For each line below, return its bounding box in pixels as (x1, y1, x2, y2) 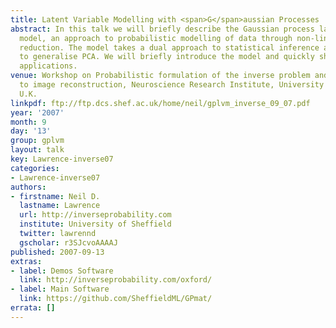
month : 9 (10, 117, 47, 127)
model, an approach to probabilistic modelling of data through (19, 33, 293, 43)
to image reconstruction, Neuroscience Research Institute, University (19, 80, 325, 90)
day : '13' (10, 126, 52, 136)
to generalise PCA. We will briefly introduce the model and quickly (19, 52, 315, 62)
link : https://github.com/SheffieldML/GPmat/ (19, 294, 213, 304)
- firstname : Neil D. (10, 191, 101, 201)
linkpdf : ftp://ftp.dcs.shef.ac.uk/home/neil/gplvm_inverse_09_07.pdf (10, 98, 311, 108)
